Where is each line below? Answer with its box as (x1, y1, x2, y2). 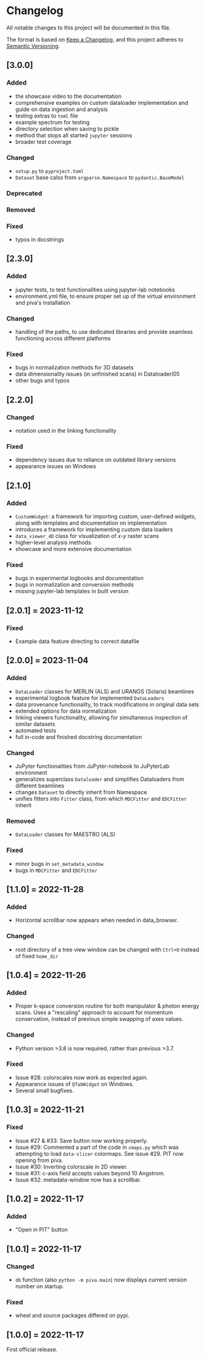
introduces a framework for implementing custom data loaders (15, 526, 173, 533)
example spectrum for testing (15, 118, 90, 126)
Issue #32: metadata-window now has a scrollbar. (15, 1176, 141, 1183)
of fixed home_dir (15, 952, 59, 960)
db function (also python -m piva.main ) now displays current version (15, 1276, 187, 1283)
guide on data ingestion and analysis (15, 105, 108, 113)
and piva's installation (15, 298, 70, 306)
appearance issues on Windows (15, 463, 97, 470)
